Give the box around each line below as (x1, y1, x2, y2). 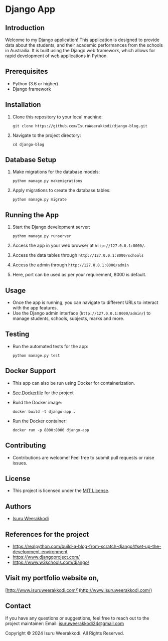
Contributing (5, 441, 46, 450)
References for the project (5, 530, 89, 539)
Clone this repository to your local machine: (12, 114, 103, 120)
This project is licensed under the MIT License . (12, 488, 110, 494)
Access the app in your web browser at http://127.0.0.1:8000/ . (12, 242, 146, 249)
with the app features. (12, 305, 58, 311)
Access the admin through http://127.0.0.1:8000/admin (12, 262, 129, 268)
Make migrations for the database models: (12, 169, 100, 175)
